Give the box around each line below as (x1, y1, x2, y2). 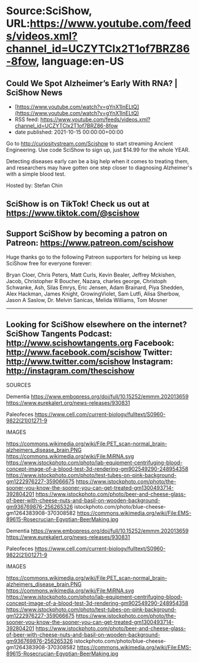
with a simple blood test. (6, 170, 66, 177)
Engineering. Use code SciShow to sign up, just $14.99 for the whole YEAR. (6, 147, 190, 153)
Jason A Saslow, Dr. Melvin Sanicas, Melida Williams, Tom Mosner (6, 297, 168, 304)
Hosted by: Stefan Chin (6, 182, 63, 189)
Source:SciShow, (6, 4, 92, 18)
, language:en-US (36, 55, 124, 68)
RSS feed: (14, 116, 40, 123)
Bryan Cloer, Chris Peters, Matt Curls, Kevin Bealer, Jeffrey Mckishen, (6, 271, 176, 278)
